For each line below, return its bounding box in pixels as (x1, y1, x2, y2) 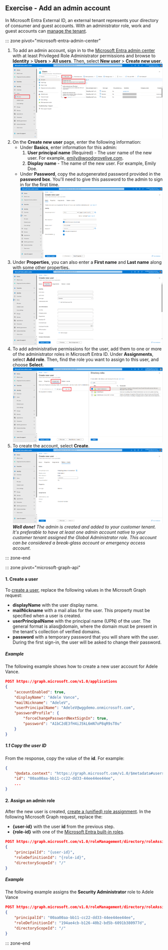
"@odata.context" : (14, 771, 52, 776)
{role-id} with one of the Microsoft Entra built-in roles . (12, 829, 124, 835)
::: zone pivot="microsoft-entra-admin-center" (5, 38, 101, 44)
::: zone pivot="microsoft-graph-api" (5, 564, 81, 570)
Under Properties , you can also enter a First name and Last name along (12, 259, 162, 265)
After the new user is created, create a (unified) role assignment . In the (5, 808, 151, 815)
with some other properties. (12, 264, 70, 270)
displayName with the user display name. (12, 602, 99, 608)
